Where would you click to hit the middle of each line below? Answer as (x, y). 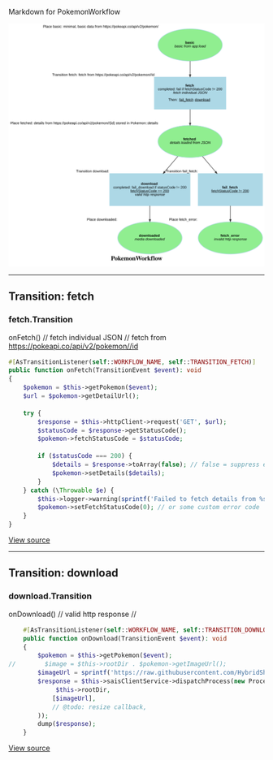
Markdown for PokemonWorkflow (64, 12)
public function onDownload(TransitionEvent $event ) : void (125, 638)
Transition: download (64, 573)
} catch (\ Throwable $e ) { (69, 490)
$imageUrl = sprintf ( (74, 673)
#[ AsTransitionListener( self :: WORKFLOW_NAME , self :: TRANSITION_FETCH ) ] (132, 362)
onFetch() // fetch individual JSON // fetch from (87, 337)
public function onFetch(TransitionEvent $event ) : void (105, 370)
